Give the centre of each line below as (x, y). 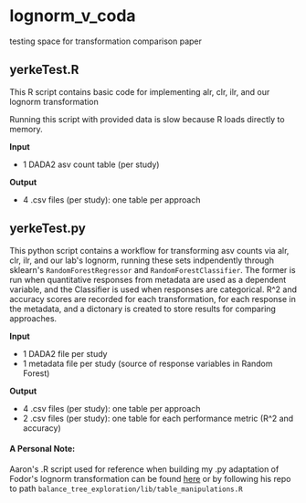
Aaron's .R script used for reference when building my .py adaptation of (144, 469)
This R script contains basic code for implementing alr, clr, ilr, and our (140, 91)
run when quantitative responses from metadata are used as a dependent (148, 279)
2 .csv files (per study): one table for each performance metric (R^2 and (158, 418)
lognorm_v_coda (73, 16)
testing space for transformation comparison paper (106, 41)
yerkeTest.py (48, 229)
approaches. (33, 318)
